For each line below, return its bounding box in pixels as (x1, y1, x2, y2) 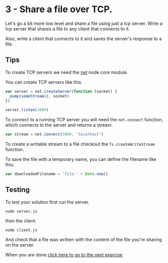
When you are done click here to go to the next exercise (5, 251, 123, 257)
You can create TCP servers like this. (5, 79, 83, 85)
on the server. (5, 242, 35, 248)
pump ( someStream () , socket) (10, 93, 70, 98)
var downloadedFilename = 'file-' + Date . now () (5, 172, 108, 177)
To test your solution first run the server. (5, 199, 90, 205)
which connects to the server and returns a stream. (5, 122, 113, 128)
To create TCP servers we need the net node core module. (5, 69, 128, 75)
